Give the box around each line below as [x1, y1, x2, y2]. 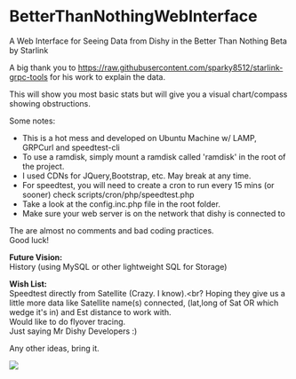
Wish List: [9, 278, 47, 289]
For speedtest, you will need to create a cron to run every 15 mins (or [21, 179, 275, 190]
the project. [21, 161, 65, 171]
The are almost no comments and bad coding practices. [9, 225, 215, 236]
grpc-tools [9, 71, 49, 82]
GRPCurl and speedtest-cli [21, 142, 120, 153]
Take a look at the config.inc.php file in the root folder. [21, 198, 220, 209]
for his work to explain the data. [50, 71, 166, 82]
